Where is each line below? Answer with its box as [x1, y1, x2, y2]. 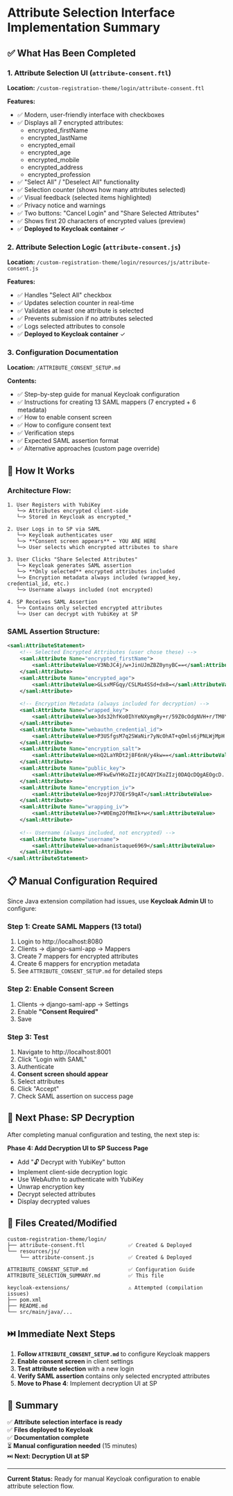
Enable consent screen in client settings [17, 1357, 134, 1366]
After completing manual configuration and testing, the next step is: [7, 1130, 200, 1138]
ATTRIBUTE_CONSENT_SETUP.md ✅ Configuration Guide [7, 1266, 196, 1273]
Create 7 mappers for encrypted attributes [17, 952, 139, 961]
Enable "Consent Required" [17, 1007, 99, 1016]
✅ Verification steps [17, 428, 75, 437]
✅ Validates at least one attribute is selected [17, 306, 144, 315]
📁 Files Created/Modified [7, 1217, 117, 1229]
